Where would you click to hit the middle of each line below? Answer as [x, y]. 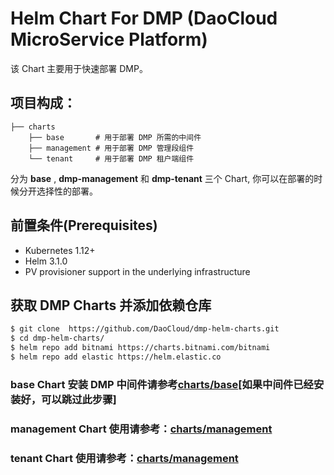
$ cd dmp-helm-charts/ [57, 338]
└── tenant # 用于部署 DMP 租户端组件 [111, 158]
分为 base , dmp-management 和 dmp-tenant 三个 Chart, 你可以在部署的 [162, 178]
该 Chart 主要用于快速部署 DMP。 [79, 68]
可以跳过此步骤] [79, 399]
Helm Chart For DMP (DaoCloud [144, 18]
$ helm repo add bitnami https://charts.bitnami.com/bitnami [140, 348]
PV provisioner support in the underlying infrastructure [137, 271]
